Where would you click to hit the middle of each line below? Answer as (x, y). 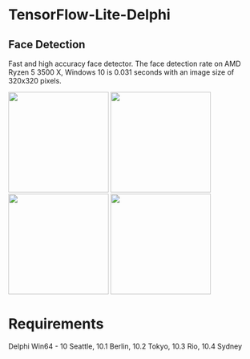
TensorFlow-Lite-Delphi (89, 15)
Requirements (56, 324)
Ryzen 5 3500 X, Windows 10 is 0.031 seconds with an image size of (121, 72)
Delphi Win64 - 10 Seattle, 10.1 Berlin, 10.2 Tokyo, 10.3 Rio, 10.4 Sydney (125, 346)
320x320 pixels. (35, 81)
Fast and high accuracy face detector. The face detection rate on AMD (125, 63)
